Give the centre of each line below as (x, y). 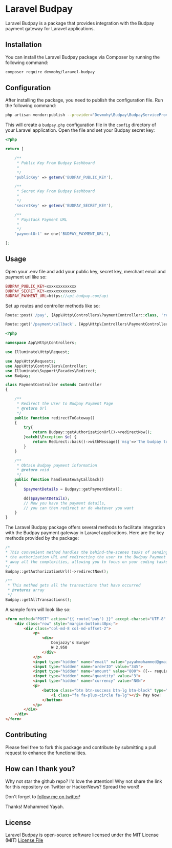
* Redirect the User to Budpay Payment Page (65, 403)
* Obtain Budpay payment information (57, 465)
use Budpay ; (18, 376)
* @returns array (26, 590)
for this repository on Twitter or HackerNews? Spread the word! (72, 786)
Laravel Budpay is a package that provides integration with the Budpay (80, 23)
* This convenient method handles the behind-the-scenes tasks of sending (87, 552)
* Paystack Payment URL (42, 219)
